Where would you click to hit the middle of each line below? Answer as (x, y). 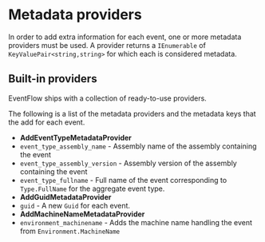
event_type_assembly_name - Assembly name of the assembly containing (138, 146)
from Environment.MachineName (70, 231)
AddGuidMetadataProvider (65, 196)
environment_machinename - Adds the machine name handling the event (136, 222)
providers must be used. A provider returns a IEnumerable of (107, 45)
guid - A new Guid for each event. (75, 205)
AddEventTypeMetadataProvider (75, 137)
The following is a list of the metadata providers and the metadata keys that (132, 113)
